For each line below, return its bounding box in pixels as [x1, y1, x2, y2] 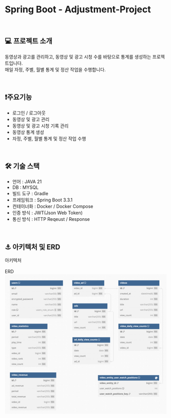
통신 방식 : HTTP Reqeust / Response [12, 216, 90, 222]
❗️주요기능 [5, 93, 32, 102]
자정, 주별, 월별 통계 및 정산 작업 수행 [12, 135, 86, 142]
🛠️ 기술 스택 [5, 162, 40, 170]
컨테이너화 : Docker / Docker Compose [12, 203, 93, 210]
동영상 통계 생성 [12, 129, 44, 135]
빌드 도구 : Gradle [12, 191, 48, 197]
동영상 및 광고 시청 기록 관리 [12, 122, 69, 129]
